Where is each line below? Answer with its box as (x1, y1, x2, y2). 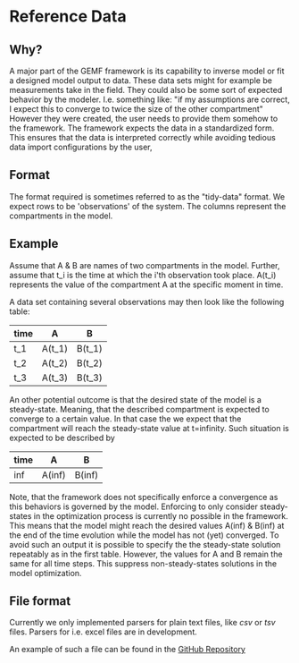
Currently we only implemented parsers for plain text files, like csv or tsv (9, 617, 276, 628)
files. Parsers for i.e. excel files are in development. (9, 626, 198, 637)
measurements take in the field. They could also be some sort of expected (9, 85, 283, 95)
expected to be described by (9, 432, 116, 443)
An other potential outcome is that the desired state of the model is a (9, 394, 262, 404)
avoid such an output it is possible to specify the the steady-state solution (9, 539, 281, 549)
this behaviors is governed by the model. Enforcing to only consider (9, 501, 259, 512)
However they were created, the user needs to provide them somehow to (9, 114, 278, 123)
